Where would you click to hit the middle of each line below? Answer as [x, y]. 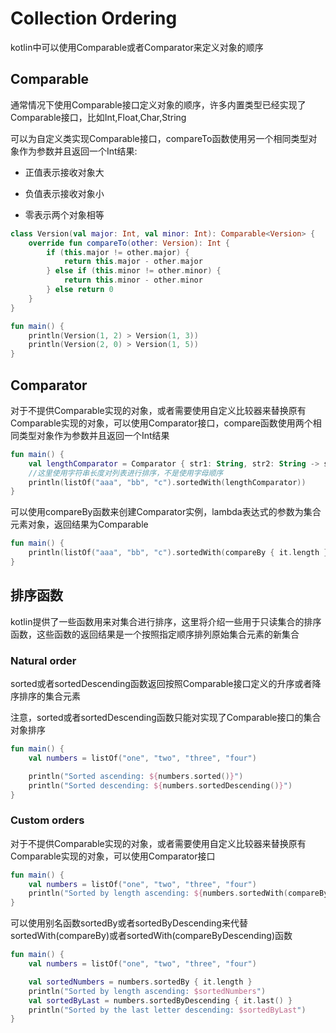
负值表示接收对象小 [64, 193]
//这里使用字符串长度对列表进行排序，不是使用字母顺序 [126, 473]
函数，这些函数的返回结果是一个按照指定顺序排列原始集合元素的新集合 [155, 634]
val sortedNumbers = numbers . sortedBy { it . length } [140, 982]
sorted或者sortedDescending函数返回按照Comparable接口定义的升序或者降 [166, 684]
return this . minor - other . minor [133, 280]
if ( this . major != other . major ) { [118, 252]
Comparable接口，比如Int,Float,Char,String [98, 117]
